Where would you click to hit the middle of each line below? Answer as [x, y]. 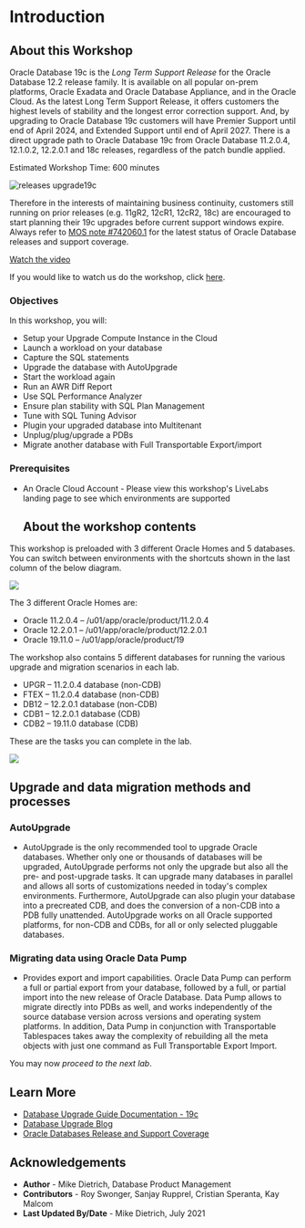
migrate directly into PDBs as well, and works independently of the [147, 1007]
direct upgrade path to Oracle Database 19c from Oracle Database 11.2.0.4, [150, 140]
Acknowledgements [68, 1162]
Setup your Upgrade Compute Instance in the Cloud [120, 338]
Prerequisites [40, 469]
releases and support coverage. [69, 242]
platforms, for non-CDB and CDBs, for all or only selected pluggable [150, 925]
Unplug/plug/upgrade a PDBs [78, 435]
